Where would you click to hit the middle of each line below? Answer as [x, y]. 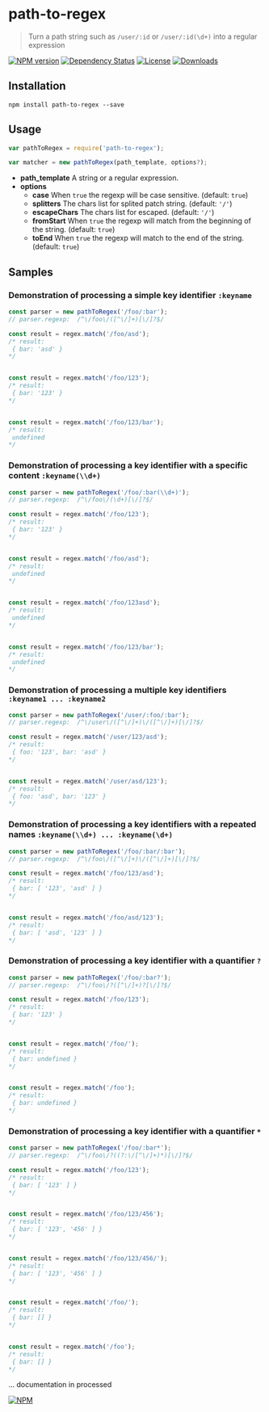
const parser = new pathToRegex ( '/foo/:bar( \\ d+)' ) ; [99, 492]
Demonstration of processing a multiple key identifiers [118, 690]
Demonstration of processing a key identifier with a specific [128, 465]
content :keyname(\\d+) [55, 476]
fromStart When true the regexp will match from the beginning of [142, 221]
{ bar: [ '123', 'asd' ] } [57, 889]
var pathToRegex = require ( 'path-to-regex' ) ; [86, 148]
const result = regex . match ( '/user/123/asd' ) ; [88, 737]
